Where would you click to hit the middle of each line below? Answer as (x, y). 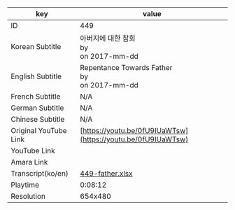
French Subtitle (36, 96)
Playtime (25, 185)
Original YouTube (39, 131)
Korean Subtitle (36, 47)
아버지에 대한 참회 (108, 38)
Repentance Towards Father (126, 68)
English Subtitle (36, 76)
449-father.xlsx (106, 173)
